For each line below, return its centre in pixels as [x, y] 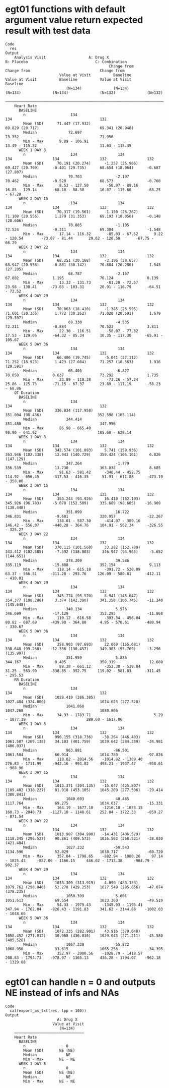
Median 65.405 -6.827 [76, 371]
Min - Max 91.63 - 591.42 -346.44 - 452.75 [82, 472]
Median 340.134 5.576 [75, 609]
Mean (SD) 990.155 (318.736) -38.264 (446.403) [82, 737]
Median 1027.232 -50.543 [76, 847]
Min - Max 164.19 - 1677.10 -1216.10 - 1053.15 [83, 808]
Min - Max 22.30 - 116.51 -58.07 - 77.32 [81, 331]
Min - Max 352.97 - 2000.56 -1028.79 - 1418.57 [83, 953]
